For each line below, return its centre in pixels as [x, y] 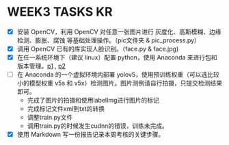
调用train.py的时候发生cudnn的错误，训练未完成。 [98, 126]
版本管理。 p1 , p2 [41, 66]
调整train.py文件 [50, 118]
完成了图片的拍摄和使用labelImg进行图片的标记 [93, 101]
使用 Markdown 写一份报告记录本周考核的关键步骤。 [91, 135]
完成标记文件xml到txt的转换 [66, 109]
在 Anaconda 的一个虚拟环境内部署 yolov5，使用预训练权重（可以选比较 [118, 75]
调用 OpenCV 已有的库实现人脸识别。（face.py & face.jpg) [98, 49]
